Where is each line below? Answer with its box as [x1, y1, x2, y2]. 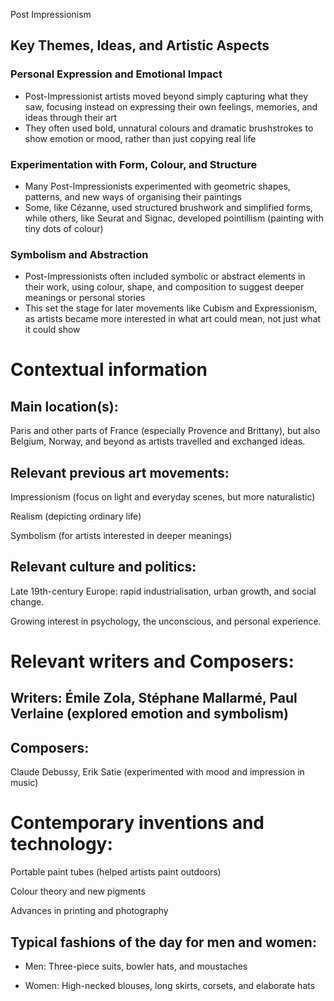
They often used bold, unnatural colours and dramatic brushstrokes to [24, 122, 314, 134]
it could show [24, 324, 81, 336]
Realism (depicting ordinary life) [10, 510, 142, 523]
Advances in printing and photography [10, 905, 169, 917]
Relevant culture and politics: [10, 559, 197, 576]
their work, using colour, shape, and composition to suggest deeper [24, 281, 305, 293]
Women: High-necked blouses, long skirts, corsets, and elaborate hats [24, 980, 316, 992]
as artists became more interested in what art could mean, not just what [24, 313, 322, 325]
